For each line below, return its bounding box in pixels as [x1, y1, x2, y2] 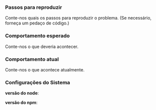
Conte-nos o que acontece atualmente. [5, 66, 85, 72]
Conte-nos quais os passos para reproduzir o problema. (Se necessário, [5, 15, 152, 21]
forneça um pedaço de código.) [5, 20, 70, 26]
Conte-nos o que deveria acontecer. [5, 44, 79, 49]
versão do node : [5, 90, 39, 96]
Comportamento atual [5, 56, 59, 63]
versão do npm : [5, 100, 38, 106]
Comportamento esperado [5, 32, 70, 39]
